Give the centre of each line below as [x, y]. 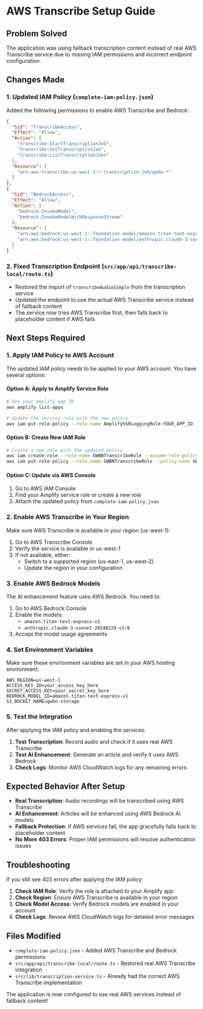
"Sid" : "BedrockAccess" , [43, 195]
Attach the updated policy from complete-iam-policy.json [87, 501]
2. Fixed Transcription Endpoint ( [55, 266]
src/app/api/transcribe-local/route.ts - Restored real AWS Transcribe [105, 964]
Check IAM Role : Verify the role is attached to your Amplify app [94, 891]
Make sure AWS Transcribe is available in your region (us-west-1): [89, 530]
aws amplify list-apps [35, 407]
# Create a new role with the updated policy [64, 450]
